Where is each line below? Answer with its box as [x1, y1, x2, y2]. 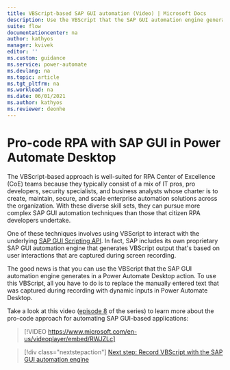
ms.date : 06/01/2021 [7, 93, 66, 100]
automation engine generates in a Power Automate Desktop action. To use [7, 271, 217, 280]
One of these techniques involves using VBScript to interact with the [7, 229, 200, 237]
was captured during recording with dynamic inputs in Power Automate [7, 286, 208, 295]
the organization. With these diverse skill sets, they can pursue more [7, 201, 201, 210]
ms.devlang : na [7, 67, 51, 74]
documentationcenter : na [7, 29, 78, 36]
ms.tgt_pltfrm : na [7, 80, 60, 87]
